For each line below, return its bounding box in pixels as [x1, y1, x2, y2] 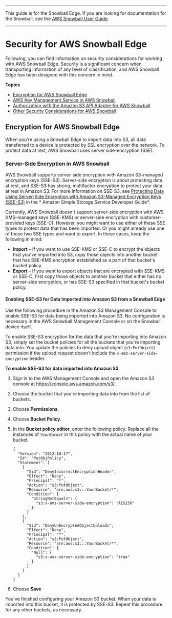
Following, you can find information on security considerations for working [5, 55, 163, 62]
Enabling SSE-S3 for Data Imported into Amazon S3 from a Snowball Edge [5, 296, 165, 302]
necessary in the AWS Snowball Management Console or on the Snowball [5, 318, 161, 325]
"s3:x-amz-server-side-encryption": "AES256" [35, 501, 135, 506]
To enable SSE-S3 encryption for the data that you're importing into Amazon [5, 334, 166, 340]
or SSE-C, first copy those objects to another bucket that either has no [12, 273, 162, 280]
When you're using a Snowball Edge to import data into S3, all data [5, 136, 146, 143]
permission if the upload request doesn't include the [5, 350, 116, 356]
